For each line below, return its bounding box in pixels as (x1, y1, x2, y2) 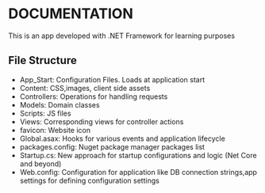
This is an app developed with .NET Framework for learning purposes (8, 31, 236, 40)
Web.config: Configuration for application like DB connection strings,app (19, 167, 258, 176)
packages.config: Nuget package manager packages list (19, 142, 205, 151)
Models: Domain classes (19, 100, 101, 109)
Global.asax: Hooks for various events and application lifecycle (19, 134, 226, 143)
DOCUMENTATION (8, 5, 133, 23)
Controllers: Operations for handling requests (19, 92, 168, 101)
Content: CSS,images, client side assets (19, 83, 151, 93)
